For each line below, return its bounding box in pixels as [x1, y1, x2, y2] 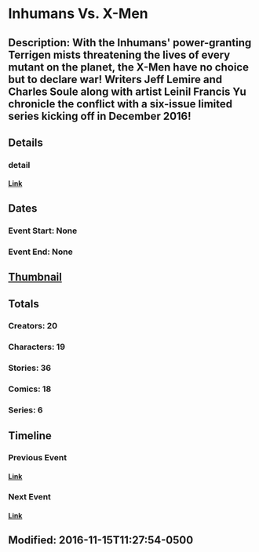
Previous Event [8, 452, 67, 463]
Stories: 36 [8, 362, 52, 373]
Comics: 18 [8, 383, 52, 394]
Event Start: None [8, 225, 78, 236]
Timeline [8, 429, 53, 442]
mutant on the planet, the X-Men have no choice [8, 60, 250, 74]
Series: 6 [8, 405, 43, 416]
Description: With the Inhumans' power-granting [8, 36, 252, 49]
